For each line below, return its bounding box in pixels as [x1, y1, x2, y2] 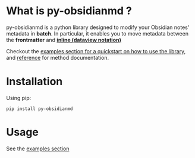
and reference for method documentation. [6, 54, 109, 61]
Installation [6, 75, 63, 88]
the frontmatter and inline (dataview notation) [6, 36, 122, 43]
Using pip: [6, 94, 32, 101]
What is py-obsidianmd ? [6, 4, 133, 18]
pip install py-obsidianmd [6, 105, 73, 112]
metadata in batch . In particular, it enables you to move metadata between [6, 30, 189, 37]
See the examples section [6, 145, 70, 152]
